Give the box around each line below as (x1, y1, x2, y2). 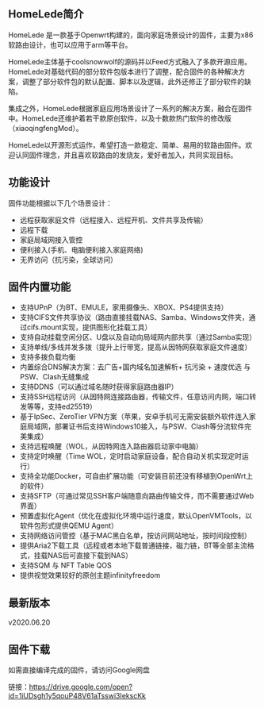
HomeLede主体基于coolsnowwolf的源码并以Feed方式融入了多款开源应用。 (8, 56, 252, 66)
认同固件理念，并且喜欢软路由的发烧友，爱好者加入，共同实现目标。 (14, 150, 238, 160)
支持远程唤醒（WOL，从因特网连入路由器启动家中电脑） (19, 441, 204, 451)
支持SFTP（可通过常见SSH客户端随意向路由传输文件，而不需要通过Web (19, 491, 254, 501)
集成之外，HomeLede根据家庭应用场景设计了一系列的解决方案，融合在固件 (8, 103, 253, 113)
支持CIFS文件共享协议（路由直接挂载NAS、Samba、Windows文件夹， (19, 313, 249, 322)
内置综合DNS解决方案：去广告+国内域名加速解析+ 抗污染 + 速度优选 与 (19, 362, 251, 371)
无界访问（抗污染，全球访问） (19, 255, 117, 264)
